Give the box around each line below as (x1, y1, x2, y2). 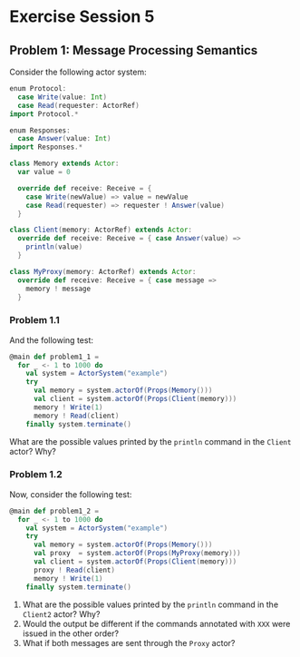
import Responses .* (9, 142, 83, 152)
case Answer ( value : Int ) (17, 134, 111, 143)
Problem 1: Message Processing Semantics (9, 43, 258, 58)
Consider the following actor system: (9, 66, 147, 77)
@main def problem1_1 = (9, 352, 100, 361)
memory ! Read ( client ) (33, 411, 120, 420)
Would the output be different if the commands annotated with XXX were (22, 618, 291, 629)
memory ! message (25, 284, 92, 293)
